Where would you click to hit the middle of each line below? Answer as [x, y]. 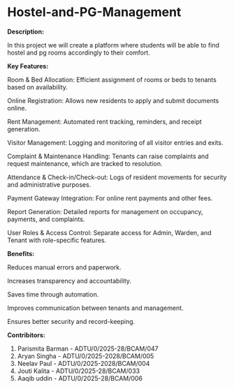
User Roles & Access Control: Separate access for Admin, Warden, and [109, 232]
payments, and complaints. [46, 219]
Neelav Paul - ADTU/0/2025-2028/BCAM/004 [83, 363]
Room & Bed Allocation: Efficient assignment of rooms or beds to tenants [112, 79]
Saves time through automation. [53, 294]
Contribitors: [26, 335]
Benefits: [21, 253]
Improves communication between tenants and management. [95, 308]
